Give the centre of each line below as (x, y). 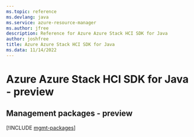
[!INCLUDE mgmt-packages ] (41, 128)
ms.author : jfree (28, 28)
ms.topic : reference (32, 12)
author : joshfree (28, 39)
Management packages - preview (69, 114)
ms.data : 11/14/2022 (32, 50)
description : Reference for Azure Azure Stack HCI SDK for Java (87, 34)
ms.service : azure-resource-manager (51, 22)
